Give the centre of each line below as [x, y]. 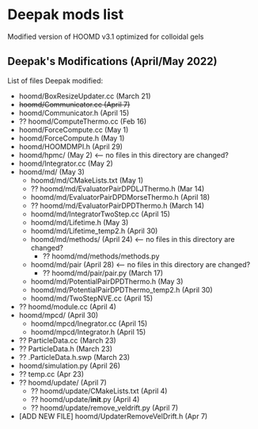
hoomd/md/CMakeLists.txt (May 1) [87, 180]
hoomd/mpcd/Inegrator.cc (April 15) [89, 324]
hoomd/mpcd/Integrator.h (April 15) [88, 331]
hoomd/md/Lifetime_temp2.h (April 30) [94, 231]
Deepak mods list [66, 15]
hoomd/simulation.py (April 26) [69, 366]
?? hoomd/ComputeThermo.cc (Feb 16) [83, 121]
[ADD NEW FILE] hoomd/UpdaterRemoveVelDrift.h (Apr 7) [113, 416]
